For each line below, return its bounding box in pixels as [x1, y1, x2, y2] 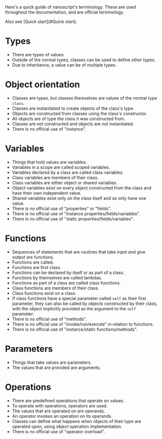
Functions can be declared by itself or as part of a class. [12, 270, 125, 275]
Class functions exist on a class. [12, 290, 77, 296]
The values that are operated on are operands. [12, 408, 105, 414]
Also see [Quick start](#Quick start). [5, 19, 78, 24]
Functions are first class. [12, 264, 62, 270]
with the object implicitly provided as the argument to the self [12, 305, 136, 311]
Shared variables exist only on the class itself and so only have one [12, 195, 146, 201]
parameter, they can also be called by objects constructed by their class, [12, 301, 158, 306]
